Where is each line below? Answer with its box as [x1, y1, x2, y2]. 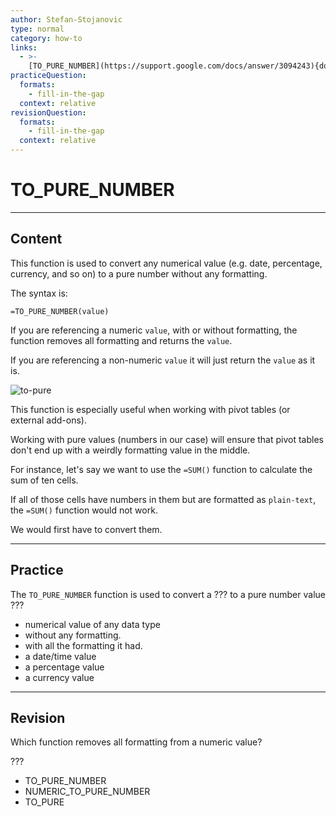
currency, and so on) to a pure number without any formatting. [10, 267, 268, 280]
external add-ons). [10, 414, 87, 426]
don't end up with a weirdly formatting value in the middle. [10, 444, 251, 456]
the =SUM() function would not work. [10, 504, 158, 516]
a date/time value [24, 650, 97, 662]
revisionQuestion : [10, 107, 87, 118]
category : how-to [10, 33, 83, 43]
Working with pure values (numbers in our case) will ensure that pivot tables [10, 433, 324, 445]
